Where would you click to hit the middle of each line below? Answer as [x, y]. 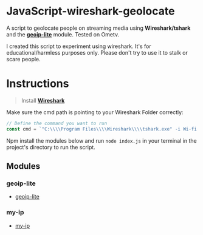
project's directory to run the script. [51, 147]
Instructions [38, 84]
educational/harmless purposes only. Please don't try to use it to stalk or [97, 52]
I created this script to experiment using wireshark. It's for [79, 46]
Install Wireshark [43, 100]
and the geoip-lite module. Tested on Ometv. [63, 34]
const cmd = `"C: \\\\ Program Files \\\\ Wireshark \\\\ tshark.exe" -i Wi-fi [102, 129]
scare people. [23, 59]
